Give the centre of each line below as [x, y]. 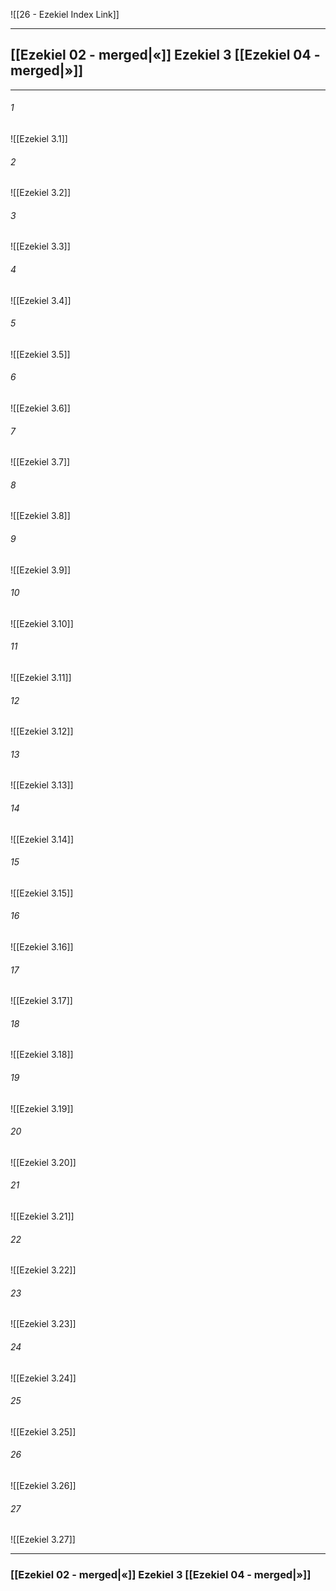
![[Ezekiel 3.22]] [43, 1270]
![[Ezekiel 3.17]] [41, 1001]
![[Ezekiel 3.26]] [43, 1486]
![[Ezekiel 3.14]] [42, 839]
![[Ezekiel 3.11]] [41, 678]
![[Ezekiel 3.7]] [40, 462]
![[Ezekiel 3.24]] [43, 1378]
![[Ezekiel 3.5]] [40, 354]
